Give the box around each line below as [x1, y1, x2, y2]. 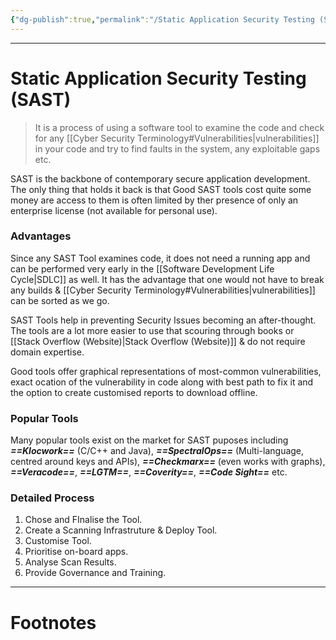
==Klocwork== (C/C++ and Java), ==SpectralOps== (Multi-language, [10, 445, 305, 457]
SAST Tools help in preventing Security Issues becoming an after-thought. [10, 314, 317, 326]
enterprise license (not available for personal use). [10, 204, 218, 216]
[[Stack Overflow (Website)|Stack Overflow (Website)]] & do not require [10, 335, 306, 347]
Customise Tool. [24, 535, 92, 547]
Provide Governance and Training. [24, 567, 167, 579]
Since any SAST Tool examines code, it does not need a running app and [10, 252, 311, 264]
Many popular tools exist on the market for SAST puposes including [10, 434, 289, 446]
